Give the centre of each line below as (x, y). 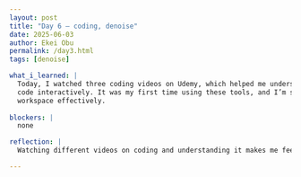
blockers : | (31, 118)
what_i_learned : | (43, 76)
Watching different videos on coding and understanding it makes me (148, 150)
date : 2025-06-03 (42, 34)
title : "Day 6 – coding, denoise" (74, 26)
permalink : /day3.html (52, 51)
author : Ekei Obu (42, 43)
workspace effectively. (61, 101)
